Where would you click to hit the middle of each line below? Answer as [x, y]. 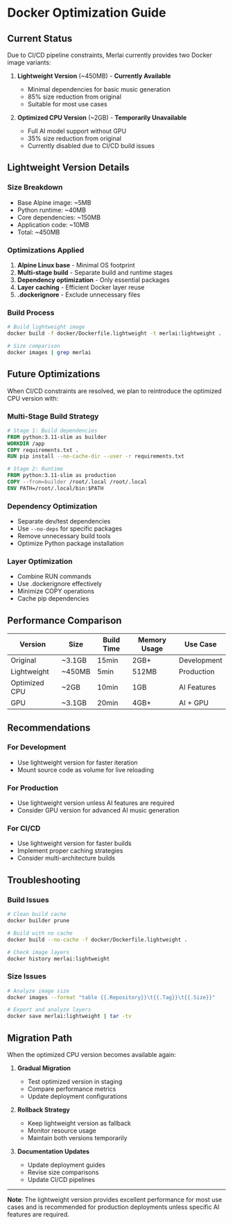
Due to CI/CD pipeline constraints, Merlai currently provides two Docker [110, 55]
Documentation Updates [53, 1151]
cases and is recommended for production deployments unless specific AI [113, 1207]
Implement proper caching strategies [70, 851]
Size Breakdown [35, 187]
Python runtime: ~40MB [52, 210]
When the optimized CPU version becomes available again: [92, 1055]
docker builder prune [38, 921]
